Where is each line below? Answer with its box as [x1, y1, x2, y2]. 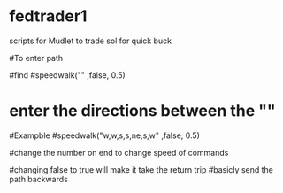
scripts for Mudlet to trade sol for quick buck [9, 35, 172, 46]
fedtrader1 [9, 6, 88, 27]
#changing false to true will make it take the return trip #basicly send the [9, 164, 274, 174]
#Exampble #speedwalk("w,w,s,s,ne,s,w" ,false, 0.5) [9, 130, 201, 141]
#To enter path [9, 52, 64, 63]
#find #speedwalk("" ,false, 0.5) [9, 69, 126, 81]
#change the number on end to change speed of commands [9, 147, 229, 158]
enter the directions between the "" [9, 101, 276, 121]
